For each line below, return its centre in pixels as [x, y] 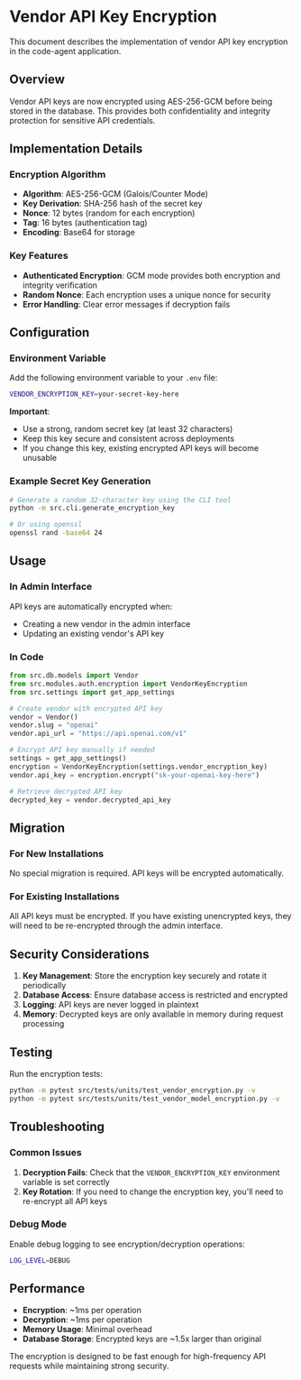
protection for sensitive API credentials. [82, 120]
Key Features [39, 256]
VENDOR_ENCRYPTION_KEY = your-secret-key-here [94, 394]
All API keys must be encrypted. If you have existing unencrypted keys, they [150, 916]
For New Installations [57, 853]
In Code [27, 657]
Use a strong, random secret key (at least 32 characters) [128, 429]
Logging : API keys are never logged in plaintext [110, 1005]
